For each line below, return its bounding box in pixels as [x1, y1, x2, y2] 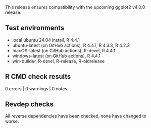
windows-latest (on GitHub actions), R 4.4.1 [12, 53, 101, 59]
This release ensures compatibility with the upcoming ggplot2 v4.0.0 [5, 4, 145, 10]
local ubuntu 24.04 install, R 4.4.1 [12, 37, 80, 43]
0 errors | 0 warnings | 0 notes [5, 85, 68, 91]
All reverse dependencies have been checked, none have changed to [5, 113, 147, 119]
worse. [5, 119, 19, 125]
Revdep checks [5, 100, 54, 109]
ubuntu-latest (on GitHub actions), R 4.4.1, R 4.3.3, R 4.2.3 [12, 42, 130, 48]
